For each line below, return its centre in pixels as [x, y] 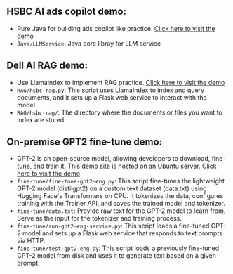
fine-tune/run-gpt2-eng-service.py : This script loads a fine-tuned [113, 226]
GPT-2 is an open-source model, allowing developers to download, [113, 159]
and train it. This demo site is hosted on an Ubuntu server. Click [125, 166]
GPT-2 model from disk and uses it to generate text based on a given [116, 256]
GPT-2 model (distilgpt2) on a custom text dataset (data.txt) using [112, 188]
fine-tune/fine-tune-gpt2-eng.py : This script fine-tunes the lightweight [121, 181]
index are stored [40, 119]
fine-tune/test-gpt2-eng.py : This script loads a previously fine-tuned [118, 248]
